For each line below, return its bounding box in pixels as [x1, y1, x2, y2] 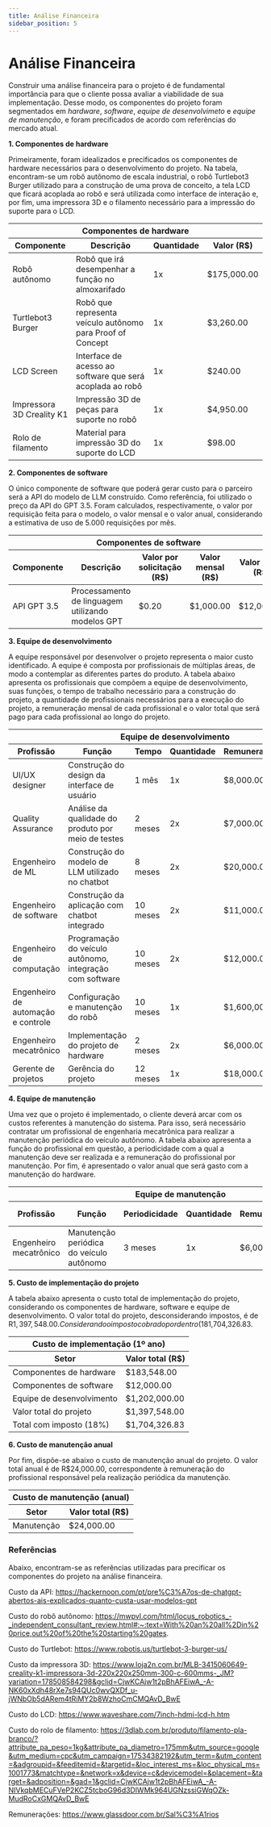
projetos [12, 1073, 44, 1085]
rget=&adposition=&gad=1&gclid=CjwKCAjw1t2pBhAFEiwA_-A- [8, 1776, 218, 1786]
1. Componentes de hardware [8, 139, 109, 149]
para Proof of [75, 328, 127, 339]
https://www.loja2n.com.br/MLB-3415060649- [92, 1659, 248, 1669]
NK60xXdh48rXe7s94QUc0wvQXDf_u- [8, 1685, 139, 1695]
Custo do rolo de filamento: [8, 1725, 99, 1735]
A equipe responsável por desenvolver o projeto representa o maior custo [8, 652, 254, 662]
